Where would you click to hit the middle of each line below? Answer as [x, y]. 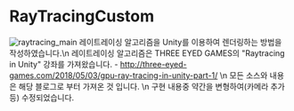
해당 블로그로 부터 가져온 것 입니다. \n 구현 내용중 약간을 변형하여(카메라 [143, 86]
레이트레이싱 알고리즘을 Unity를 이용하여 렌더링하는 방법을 [180, 42]
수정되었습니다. [48, 97]
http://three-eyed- [153, 64]
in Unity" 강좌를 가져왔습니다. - [64, 64]
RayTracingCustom [82, 16]
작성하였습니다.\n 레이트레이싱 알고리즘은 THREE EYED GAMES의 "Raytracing [147, 53]
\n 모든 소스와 [244, 75]
